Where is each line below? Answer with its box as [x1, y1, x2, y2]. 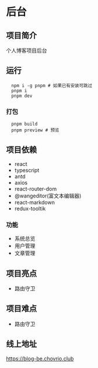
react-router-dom [14, 185, 57, 192]
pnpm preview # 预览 [11, 127, 60, 133]
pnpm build [11, 121, 38, 127]
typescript [14, 166, 40, 173]
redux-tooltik [14, 205, 46, 212]
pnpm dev [11, 93, 33, 99]
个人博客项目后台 [6, 47, 47, 54]
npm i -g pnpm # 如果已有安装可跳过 [11, 82, 92, 88]
